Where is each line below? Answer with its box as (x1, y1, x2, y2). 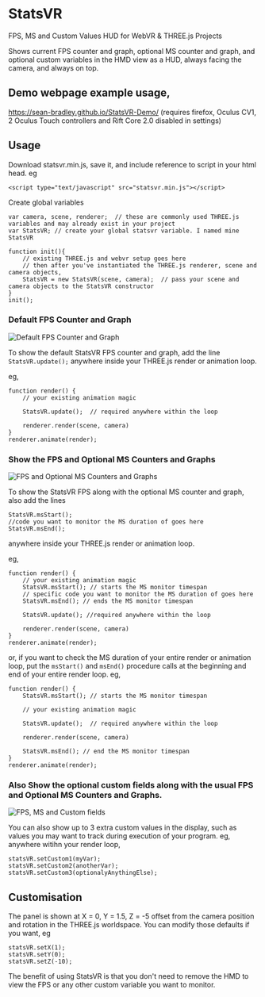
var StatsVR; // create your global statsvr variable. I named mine (8, 227, 240, 235)
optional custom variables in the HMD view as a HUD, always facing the (8, 55, 242, 64)
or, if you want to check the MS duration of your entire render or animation (8, 653, 252, 662)
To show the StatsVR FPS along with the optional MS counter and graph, (8, 487, 244, 497)
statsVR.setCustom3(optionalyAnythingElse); (8, 869, 158, 877)
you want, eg (8, 929, 52, 938)
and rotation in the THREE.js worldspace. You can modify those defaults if (8, 920, 250, 930)
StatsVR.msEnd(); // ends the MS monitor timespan (22, 597, 194, 605)
